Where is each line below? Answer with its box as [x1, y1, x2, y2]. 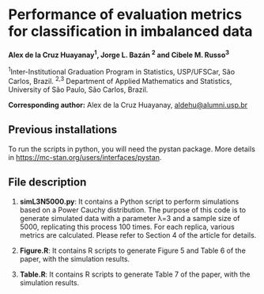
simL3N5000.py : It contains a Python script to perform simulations [19, 197, 239, 206]
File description [8, 176, 87, 189]
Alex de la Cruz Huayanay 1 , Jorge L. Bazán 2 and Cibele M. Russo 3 [8, 48, 230, 59]
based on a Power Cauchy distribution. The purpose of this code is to [19, 204, 247, 215]
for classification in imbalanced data [8, 22, 253, 40]
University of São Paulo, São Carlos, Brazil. [8, 85, 149, 94]
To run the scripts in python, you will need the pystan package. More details [8, 144, 255, 154]
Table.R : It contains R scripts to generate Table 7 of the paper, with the [19, 269, 251, 279]
